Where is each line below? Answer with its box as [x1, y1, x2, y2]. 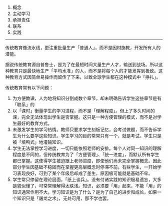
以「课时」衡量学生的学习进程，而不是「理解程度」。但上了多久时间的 [12, 108, 155, 113]
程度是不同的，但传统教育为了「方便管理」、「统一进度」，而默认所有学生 [12, 151, 159, 157]
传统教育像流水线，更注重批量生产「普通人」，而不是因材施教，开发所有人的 [5, 44, 161, 50]
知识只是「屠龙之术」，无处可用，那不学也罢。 [16, 195, 111, 201]
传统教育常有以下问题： [5, 84, 53, 90]
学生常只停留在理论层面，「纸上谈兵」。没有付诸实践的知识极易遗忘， [12, 176, 153, 182]
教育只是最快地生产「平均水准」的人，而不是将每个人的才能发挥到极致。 [9, 68, 158, 73]
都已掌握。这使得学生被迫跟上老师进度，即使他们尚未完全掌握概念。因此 [12, 158, 161, 163]
